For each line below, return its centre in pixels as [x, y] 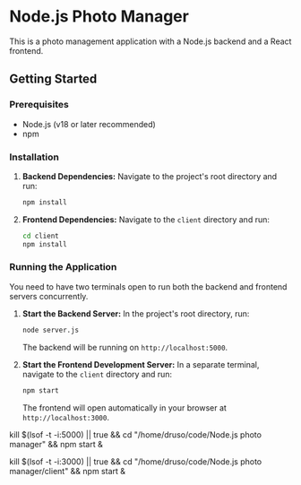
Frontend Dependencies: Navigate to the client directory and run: [146, 219]
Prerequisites [39, 105]
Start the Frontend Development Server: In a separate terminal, [141, 364]
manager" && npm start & [56, 444]
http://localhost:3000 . [66, 417]
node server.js [51, 330]
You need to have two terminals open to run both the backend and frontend [148, 286]
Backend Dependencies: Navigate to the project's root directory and [150, 176]
